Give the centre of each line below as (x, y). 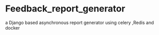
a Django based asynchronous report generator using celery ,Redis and (79, 22)
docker (13, 27)
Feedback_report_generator (65, 9)
